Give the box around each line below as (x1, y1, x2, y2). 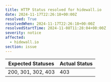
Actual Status (59, 60, 93, 67)
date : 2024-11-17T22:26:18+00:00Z (5, 12, 77, 17)
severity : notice (5, 30, 41, 35)
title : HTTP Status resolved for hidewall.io (5, 7, 101, 12)
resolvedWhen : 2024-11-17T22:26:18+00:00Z (5, 21, 95, 26)
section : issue (5, 44, 37, 49)
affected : (5, 35, 26, 40)
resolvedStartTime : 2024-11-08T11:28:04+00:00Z (5, 26, 106, 31)
